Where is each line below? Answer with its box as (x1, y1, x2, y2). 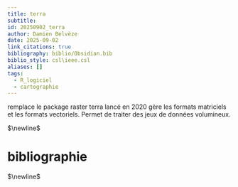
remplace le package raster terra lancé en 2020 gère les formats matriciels (7, 102, 227, 111)
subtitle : (7, 17, 37, 24)
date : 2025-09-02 (7, 37, 59, 44)
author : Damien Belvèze (7, 30, 78, 38)
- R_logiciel (13, 76, 53, 84)
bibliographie (7, 149, 87, 165)
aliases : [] (7, 63, 43, 70)
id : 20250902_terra (7, 23, 65, 31)
